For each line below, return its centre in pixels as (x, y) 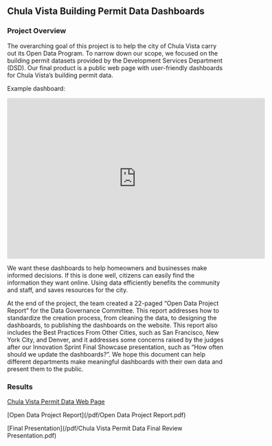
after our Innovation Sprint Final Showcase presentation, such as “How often (115, 347)
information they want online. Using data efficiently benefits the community (114, 283)
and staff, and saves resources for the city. (68, 290)
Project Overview (37, 31)
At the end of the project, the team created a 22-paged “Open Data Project (113, 303)
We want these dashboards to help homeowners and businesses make (107, 268)
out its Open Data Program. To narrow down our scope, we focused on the (113, 53)
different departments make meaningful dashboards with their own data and (115, 362)
